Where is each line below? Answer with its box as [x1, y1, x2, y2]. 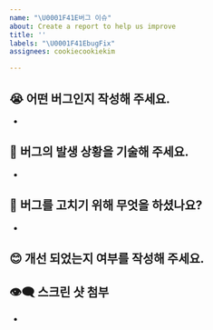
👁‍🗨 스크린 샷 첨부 [9, 285, 110, 300]
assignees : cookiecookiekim [9, 47, 116, 56]
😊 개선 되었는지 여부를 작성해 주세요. [9, 251, 205, 266]
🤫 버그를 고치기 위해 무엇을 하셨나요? [9, 197, 203, 214]
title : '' [9, 30, 47, 39]
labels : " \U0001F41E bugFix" [9, 38, 116, 48]
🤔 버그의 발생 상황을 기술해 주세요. [9, 145, 189, 160]
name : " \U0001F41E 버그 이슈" [9, 13, 111, 23]
